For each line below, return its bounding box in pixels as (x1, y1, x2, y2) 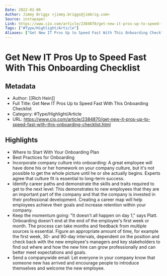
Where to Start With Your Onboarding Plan (12, 149, 99, 155)
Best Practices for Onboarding (12, 154, 75, 160)
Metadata (5, 82, 36, 90)
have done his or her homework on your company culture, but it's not (12, 165, 155, 171)
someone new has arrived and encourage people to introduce (12, 260, 139, 266)
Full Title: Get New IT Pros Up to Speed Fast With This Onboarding (12, 100, 149, 106)
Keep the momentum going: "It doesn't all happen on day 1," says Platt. (12, 212, 158, 218)
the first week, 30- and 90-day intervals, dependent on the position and (12, 233, 160, 239)
